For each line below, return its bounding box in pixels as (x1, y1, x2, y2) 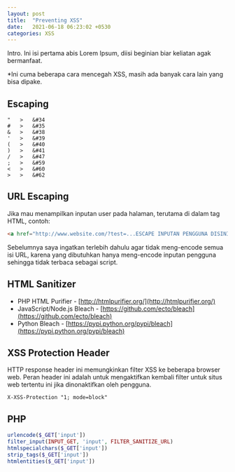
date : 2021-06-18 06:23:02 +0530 (7, 23, 111, 30)
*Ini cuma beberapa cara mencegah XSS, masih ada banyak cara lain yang (7, 70, 224, 79)
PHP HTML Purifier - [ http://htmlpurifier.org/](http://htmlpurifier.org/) (17, 297, 215, 305)
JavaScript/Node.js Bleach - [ (17, 304, 103, 313)
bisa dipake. (7, 78, 43, 86)
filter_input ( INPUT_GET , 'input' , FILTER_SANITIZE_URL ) (7, 438, 173, 445)
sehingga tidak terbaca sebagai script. (7, 257, 118, 267)
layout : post (7, 10, 45, 18)
